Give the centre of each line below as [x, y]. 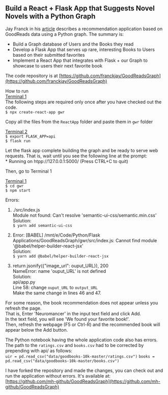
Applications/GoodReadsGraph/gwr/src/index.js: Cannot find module [85, 240]
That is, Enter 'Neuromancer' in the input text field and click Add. [73, 313]
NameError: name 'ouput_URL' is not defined [59, 271]
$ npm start [18, 190]
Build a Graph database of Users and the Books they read [73, 44]
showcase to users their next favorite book [58, 65]
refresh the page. [23, 308]
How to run [17, 91]
